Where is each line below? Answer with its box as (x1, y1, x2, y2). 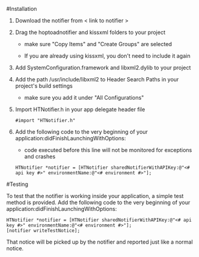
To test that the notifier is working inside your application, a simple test (6, 193, 184, 199)
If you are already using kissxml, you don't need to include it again (24, 52, 190, 60)
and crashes (24, 153, 56, 160)
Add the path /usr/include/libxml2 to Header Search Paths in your (15, 76, 180, 83)
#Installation (6, 5, 38, 12)
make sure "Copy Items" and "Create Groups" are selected (24, 41, 172, 47)
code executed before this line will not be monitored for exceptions (24, 146, 192, 154)
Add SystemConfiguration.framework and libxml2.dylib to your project (15, 64, 191, 71)
